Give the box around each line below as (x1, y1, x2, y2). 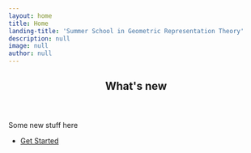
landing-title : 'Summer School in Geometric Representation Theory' (8, 27, 245, 35)
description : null (8, 34, 70, 43)
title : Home (8, 19, 49, 28)
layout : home (8, 11, 53, 20)
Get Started (19, 136, 59, 146)
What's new (104, 79, 168, 93)
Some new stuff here (8, 121, 79, 130)
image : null (8, 42, 49, 50)
